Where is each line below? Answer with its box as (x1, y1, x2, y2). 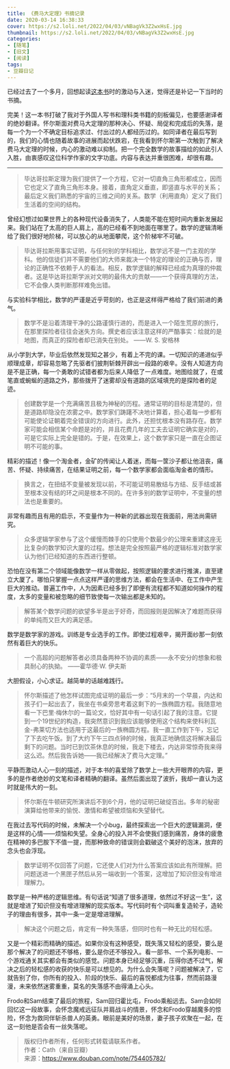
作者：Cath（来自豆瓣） (23, 1045, 92, 1054)
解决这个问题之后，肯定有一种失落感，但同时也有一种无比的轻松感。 (23, 924, 216, 932)
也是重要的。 (29, 497, 66, 505)
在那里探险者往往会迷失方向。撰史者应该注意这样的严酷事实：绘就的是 (23, 327, 222, 335)
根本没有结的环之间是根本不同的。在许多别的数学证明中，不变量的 (29, 488, 216, 496)
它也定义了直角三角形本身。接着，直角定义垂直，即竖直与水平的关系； (23, 183, 222, 191)
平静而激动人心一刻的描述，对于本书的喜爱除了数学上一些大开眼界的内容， (7, 766, 217, 774)
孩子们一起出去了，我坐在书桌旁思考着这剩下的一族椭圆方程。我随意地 (23, 700, 222, 708)
